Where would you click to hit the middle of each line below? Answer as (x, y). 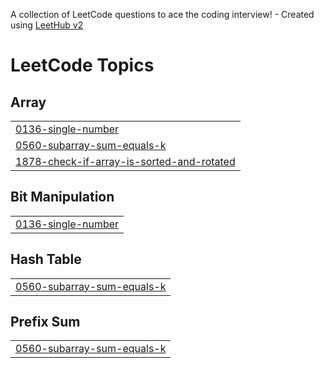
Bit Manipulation (62, 197)
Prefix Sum (45, 322)
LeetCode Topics (82, 65)
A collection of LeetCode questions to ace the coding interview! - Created (162, 14)
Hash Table (46, 259)
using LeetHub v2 (47, 25)
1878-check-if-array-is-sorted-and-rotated (125, 161)
